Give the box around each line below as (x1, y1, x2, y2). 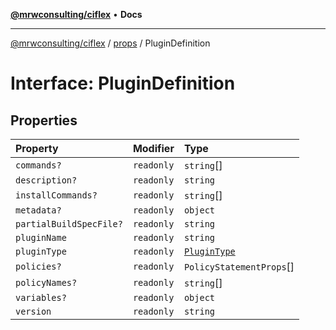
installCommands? (15, 190, 98, 201)
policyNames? (15, 277, 78, 288)
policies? (15, 261, 62, 272)
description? (15, 175, 78, 186)
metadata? (15, 205, 62, 216)
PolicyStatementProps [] (183, 260, 295, 273)
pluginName (15, 232, 67, 243)
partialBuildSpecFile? (15, 219, 123, 229)
